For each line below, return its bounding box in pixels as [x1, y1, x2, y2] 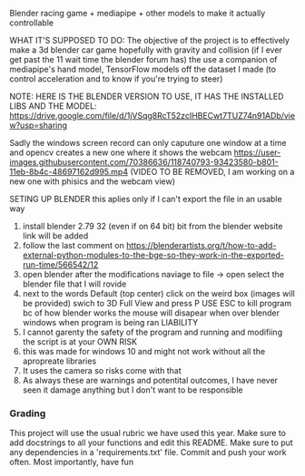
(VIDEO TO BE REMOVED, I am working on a [130, 167, 295, 177]
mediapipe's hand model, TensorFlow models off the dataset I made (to [9, 63, 277, 74]
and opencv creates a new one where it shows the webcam [9, 147, 232, 158]
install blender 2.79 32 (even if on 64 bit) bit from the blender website [22, 221, 283, 231]
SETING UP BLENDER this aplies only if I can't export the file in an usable [9, 194, 283, 204]
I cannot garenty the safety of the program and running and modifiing [22, 326, 283, 337]
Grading [9, 407, 46, 420]
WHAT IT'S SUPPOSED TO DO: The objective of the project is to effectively [9, 35, 290, 45]
